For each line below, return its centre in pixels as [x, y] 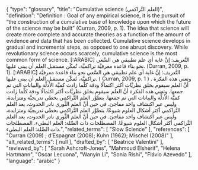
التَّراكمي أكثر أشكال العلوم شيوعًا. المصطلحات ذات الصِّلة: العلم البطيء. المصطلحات [99, 123]
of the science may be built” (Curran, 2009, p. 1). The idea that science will [98, 28]
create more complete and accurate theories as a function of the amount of [98, 34]
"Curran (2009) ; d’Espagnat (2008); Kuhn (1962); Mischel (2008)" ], [90, 136]
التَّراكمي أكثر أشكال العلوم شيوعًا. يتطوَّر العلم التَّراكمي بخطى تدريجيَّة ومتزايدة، [93, 110]
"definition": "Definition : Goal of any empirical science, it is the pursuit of [96, 15]
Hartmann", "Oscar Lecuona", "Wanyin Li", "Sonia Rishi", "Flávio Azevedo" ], [99, 154]
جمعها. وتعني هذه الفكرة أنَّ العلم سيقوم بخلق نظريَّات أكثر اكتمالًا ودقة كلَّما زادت [95, 91]
